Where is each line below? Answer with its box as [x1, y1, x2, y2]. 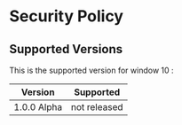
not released [70, 101, 123, 113]
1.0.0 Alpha [13, 101, 63, 113]
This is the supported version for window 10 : [9, 65, 175, 75]
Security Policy [9, 6, 124, 27]
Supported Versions [9, 42, 123, 57]
